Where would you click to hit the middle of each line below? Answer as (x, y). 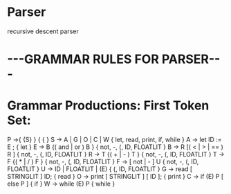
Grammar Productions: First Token (108, 106)
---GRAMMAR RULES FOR (83, 59)
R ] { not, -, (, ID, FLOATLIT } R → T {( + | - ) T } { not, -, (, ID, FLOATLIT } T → (116, 155)
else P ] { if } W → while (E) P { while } (61, 184)
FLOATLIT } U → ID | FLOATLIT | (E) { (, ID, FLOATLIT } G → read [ (100, 169)
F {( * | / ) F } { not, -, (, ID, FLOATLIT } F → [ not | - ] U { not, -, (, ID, (103, 162)
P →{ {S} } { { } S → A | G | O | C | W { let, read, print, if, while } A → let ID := (114, 140)
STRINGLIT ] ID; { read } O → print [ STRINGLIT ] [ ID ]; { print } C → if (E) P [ (115, 177)
